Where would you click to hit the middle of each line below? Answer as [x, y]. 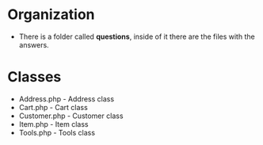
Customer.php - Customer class [71, 116]
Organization [51, 15]
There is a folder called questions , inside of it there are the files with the [137, 36]
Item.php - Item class [53, 124]
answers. [34, 44]
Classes [34, 77]
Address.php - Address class [67, 99]
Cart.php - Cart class [53, 107]
